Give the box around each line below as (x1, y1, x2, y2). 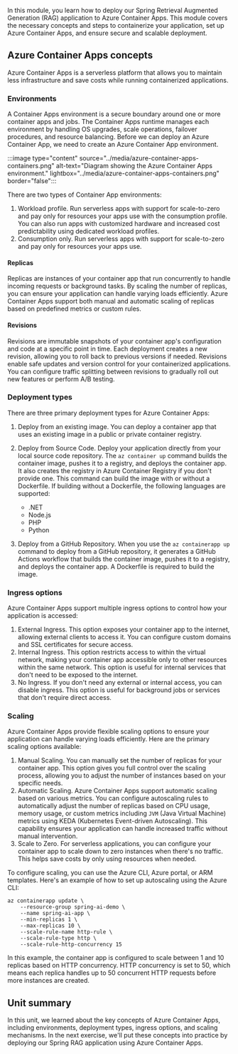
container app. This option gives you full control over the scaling (17, 764, 207, 773)
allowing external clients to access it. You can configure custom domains (17, 633, 232, 641)
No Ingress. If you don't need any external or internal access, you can (17, 678, 222, 687)
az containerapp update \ (7, 897, 84, 904)
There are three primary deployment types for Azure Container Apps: (7, 408, 210, 417)
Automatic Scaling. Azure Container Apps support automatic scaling (17, 787, 217, 795)
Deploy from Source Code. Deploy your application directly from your (17, 443, 222, 452)
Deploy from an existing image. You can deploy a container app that (17, 422, 217, 430)
